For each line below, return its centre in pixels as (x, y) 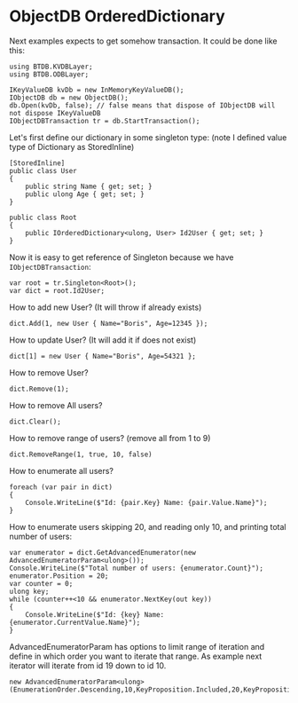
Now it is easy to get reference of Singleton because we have (122, 257)
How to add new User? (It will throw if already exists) (106, 307)
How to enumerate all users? (61, 470)
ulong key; (29, 591)
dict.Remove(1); (39, 389)
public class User (43, 170)
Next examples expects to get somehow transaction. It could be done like (143, 41)
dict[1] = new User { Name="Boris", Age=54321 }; (103, 356)
